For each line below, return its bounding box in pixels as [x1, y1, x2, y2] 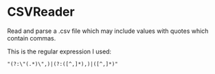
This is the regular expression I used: [7, 47, 112, 56]
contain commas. [7, 34, 56, 42]
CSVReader [7, 4, 75, 20]
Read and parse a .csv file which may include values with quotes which [7, 27, 209, 35]
